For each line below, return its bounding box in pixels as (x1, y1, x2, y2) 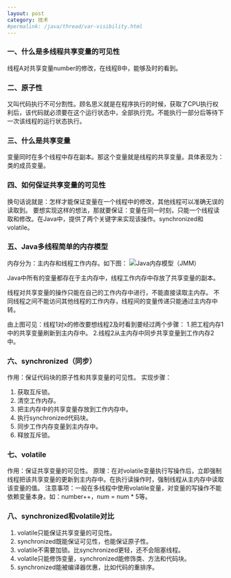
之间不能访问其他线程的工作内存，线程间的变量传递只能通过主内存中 (25, 297, 218, 305)
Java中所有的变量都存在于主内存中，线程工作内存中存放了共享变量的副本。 (7, 273, 220, 282)
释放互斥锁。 (16, 431, 54, 440)
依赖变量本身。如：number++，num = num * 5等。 (7, 493, 151, 501)
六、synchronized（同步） (7, 356, 97, 366)
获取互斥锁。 (16, 388, 54, 396)
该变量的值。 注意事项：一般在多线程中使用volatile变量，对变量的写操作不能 (7, 484, 222, 493)
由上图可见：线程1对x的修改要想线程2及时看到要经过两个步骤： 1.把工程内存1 (7, 320, 224, 328)
